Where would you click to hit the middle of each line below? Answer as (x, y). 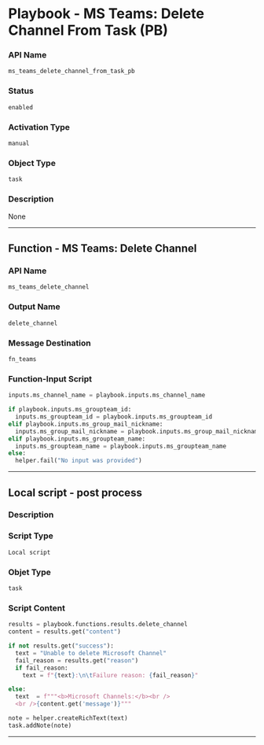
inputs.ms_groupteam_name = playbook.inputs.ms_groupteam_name (121, 446)
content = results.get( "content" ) (65, 632)
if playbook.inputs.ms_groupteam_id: (70, 410)
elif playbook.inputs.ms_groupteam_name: (77, 439)
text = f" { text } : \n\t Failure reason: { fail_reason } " (110, 675)
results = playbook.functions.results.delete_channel (98, 625)
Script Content (37, 608)
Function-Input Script (50, 378)
